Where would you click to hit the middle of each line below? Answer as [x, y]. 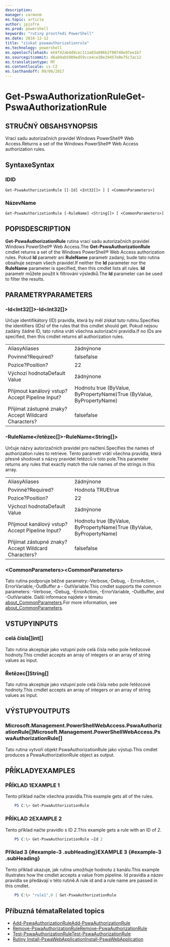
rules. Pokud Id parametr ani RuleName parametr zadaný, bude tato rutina [82, 257]
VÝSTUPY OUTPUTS [38, 711]
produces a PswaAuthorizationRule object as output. [60, 755]
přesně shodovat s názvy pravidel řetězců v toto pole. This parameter [77, 459]
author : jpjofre [22, 24]
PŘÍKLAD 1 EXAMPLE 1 [33, 785]
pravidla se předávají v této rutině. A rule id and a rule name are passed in [81, 880]
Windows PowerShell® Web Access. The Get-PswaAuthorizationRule [78, 247]
